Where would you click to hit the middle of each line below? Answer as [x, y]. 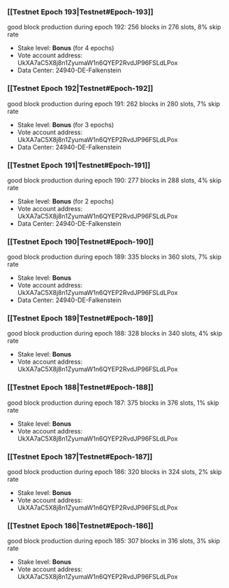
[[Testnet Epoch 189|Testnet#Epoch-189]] [80, 318]
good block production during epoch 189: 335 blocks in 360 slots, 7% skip [114, 257]
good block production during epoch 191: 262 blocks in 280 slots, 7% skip [114, 103]
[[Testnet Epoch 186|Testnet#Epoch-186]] [80, 526]
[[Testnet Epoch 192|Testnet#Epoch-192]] [80, 89]
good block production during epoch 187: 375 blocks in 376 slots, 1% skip [113, 403]
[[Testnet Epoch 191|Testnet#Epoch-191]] [79, 165]
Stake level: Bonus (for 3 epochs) [66, 124]
